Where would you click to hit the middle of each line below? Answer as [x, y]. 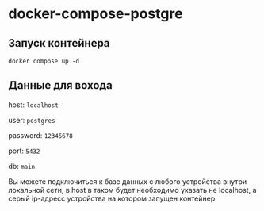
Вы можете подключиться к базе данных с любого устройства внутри [128, 181]
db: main [22, 166]
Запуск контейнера [59, 43]
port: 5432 [24, 151]
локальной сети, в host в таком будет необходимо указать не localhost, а [132, 190]
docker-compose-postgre [96, 14]
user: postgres [32, 120]
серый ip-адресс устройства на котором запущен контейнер [112, 198]
